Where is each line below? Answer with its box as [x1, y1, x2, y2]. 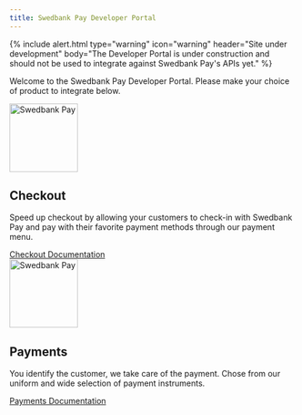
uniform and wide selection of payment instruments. [9, 378, 206, 389]
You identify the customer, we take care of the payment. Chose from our [9, 368, 281, 379]
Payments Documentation [9, 396, 106, 407]
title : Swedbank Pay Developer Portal [9, 13, 156, 23]
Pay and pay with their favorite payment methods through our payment [9, 222, 276, 233]
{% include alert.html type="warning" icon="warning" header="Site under [9, 38, 287, 49]
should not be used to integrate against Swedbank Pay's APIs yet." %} [9, 57, 273, 68]
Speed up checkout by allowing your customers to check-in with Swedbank [9, 212, 293, 223]
